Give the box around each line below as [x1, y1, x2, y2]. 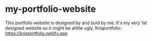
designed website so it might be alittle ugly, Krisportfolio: [5, 25, 122, 31]
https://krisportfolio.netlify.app [5, 30, 68, 36]
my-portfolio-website [5, 3, 96, 15]
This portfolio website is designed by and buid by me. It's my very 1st [5, 20, 147, 26]
